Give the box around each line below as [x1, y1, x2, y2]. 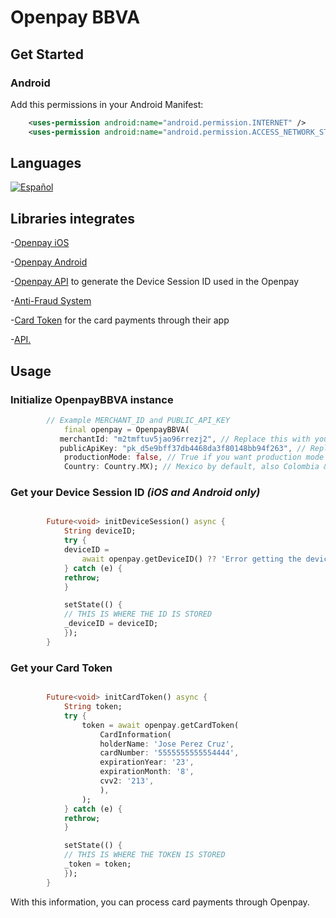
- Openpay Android [10, 256, 88, 268]
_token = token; [63, 859, 132, 870]
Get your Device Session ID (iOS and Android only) [10, 486, 261, 500]
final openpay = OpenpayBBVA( [63, 424, 190, 435]
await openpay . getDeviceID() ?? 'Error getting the [81, 554, 302, 564]
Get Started [10, 46, 84, 63]
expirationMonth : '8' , [99, 767, 195, 777]
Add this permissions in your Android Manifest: [10, 98, 204, 110]
